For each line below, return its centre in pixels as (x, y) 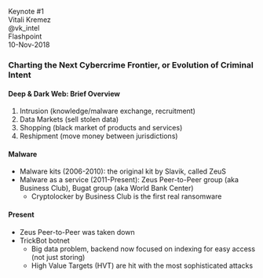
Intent (20, 75)
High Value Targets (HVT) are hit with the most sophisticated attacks (142, 265)
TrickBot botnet (45, 240)
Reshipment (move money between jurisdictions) (99, 136)
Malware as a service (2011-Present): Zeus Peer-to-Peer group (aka (129, 180)
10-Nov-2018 (29, 45)
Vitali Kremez (29, 20)
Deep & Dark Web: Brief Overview (64, 93)
